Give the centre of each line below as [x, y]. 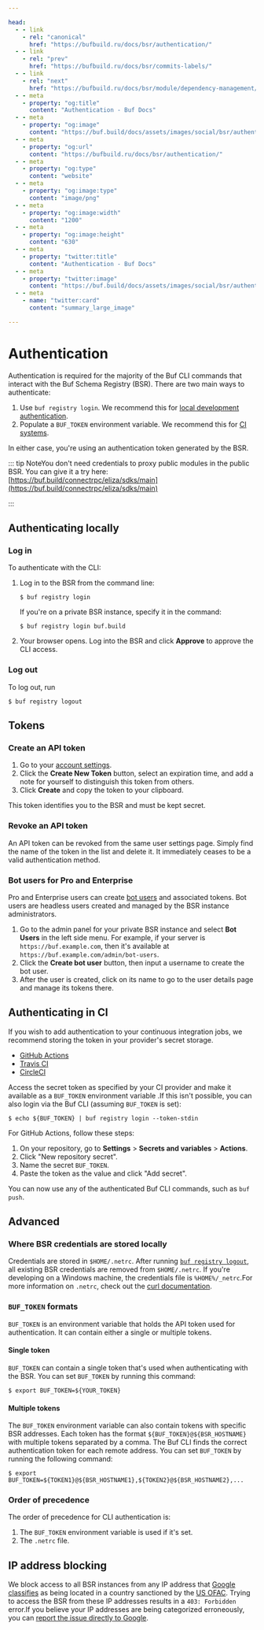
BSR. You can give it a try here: [58, 471]
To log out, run [32, 687]
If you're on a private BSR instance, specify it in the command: [120, 612]
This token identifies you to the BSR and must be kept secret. [107, 806]
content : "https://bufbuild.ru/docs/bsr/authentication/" [126, 154]
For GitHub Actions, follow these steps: [71, 1133]
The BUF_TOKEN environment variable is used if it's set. [106, 1532]
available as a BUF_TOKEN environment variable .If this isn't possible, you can [130, 1095]
